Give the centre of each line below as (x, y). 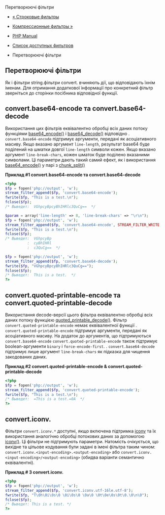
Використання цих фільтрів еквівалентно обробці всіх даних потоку (76, 128)
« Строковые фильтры (35, 17)
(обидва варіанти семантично (113, 457)
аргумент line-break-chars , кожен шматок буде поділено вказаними (77, 154)
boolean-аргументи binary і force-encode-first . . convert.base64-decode (80, 346)
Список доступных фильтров (43, 46)
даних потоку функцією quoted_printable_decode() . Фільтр (66, 320)
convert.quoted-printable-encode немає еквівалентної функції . (71, 325)
